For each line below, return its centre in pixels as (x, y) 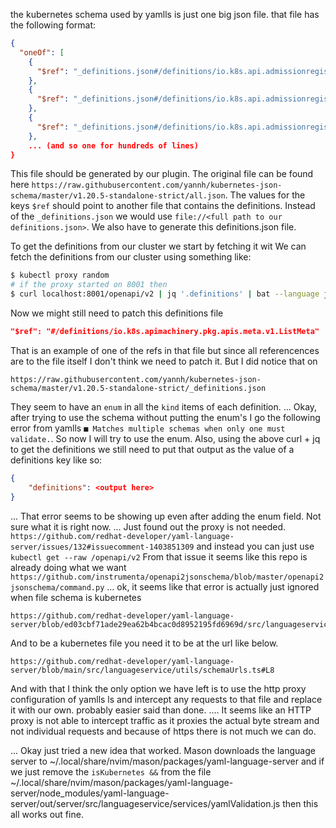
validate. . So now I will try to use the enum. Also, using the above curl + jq (165, 438)
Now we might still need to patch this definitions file (117, 313)
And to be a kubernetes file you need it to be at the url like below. (144, 643)
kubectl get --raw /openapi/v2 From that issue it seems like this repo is (159, 556)
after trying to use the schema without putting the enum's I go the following (165, 417)
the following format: (53, 25)
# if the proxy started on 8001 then (89, 285)
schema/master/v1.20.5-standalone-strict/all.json (118, 196)
